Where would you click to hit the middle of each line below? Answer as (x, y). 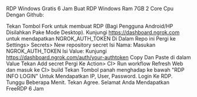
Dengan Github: (25, 15)
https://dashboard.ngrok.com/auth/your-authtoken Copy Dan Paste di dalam (98, 57)
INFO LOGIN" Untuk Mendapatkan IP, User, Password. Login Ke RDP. (89, 76)
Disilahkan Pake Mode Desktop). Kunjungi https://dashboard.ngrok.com (93, 32)
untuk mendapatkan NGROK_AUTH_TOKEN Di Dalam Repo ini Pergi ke (91, 39)
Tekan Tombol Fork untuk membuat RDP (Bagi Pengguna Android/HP (90, 26)
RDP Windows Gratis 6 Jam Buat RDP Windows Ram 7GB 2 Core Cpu (90, 9)
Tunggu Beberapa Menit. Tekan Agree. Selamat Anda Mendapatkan (88, 82)
